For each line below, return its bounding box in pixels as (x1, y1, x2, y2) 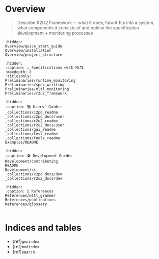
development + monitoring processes (17, 30, 93, 36)
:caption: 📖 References (5, 188, 54, 194)
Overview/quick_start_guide (5, 44, 63, 48)
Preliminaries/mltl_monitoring (5, 87, 69, 92)
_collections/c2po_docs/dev (5, 171, 63, 177)
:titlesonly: (5, 73, 32, 79)
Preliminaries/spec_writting (5, 82, 65, 87)
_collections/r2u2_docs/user (5, 122, 65, 128)
